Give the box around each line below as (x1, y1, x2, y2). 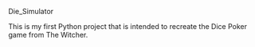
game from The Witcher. (8, 31, 88, 39)
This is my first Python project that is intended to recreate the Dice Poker (8, 22, 247, 31)
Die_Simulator (8, 7, 54, 16)
